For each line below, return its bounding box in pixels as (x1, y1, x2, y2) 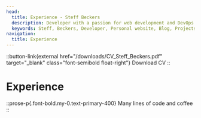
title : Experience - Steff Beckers (11, 14, 100, 20)
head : (6, 8, 20, 15)
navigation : (6, 31, 36, 37)
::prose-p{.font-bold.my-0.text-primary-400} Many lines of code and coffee (6, 100, 193, 107)
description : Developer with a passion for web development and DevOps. (11, 20, 197, 26)
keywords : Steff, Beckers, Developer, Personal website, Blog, (11, 25, 172, 32)
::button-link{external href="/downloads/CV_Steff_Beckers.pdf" (6, 53, 163, 60)
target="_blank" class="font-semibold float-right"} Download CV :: (6, 59, 170, 66)
